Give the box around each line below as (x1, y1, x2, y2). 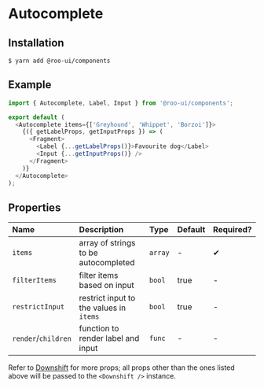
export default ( (8, 113, 65, 121)
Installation (8, 36, 64, 50)
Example (8, 78, 52, 91)
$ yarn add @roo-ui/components (8, 57, 111, 65)
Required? (213, 224, 252, 235)
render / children (12, 333, 72, 344)
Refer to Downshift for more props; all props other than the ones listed (8, 363, 235, 372)
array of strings (79, 238, 136, 249)
